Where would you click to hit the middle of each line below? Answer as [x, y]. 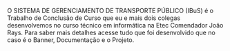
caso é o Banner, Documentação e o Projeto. [71, 40]
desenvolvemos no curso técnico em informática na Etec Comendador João [115, 25]
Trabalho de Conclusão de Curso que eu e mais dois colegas [94, 18]
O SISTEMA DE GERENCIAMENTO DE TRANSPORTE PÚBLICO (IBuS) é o [111, 11]
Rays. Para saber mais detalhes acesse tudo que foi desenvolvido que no [111, 32]
